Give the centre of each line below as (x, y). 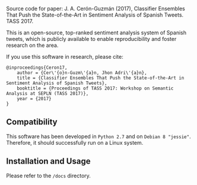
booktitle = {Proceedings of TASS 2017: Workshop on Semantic (95, 88)
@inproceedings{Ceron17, (37, 68)
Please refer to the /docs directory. (48, 176)
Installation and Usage (48, 162)
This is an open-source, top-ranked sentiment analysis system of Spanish (96, 33)
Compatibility (32, 122)
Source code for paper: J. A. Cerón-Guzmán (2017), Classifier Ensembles (96, 9)
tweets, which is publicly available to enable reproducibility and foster (91, 39)
